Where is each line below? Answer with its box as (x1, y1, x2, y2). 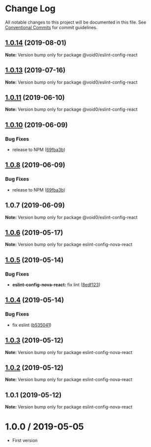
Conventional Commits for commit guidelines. (5, 24, 97, 30)
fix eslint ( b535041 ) (12, 322, 52, 328)
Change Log (5, 3, 56, 14)
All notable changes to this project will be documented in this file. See (5, 19, 147, 25)
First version (12, 438, 38, 444)
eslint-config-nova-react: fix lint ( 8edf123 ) (12, 282, 101, 288)
